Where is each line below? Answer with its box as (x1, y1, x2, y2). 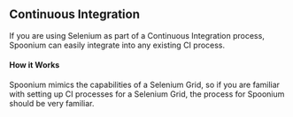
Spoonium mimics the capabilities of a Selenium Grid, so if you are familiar (9, 79, 281, 91)
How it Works (9, 60, 60, 70)
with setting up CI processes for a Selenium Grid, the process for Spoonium (9, 89, 285, 99)
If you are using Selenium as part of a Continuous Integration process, (9, 30, 266, 40)
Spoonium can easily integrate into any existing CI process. (9, 40, 226, 50)
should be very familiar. (9, 99, 95, 109)
